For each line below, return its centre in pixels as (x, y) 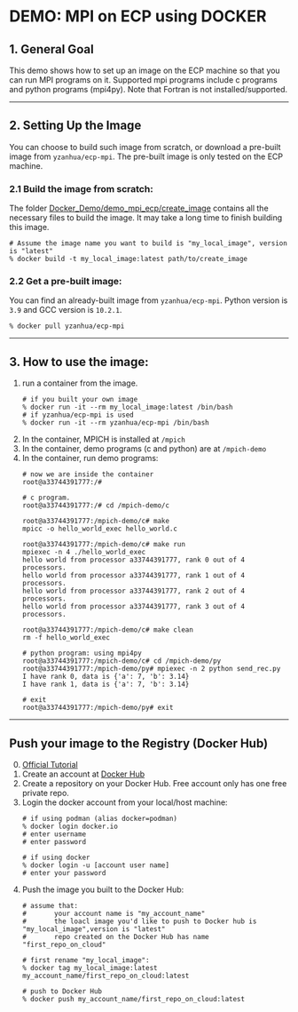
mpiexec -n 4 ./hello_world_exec (84, 553)
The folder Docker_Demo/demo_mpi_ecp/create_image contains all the (139, 208)
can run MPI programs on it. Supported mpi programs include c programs (143, 80)
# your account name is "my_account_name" (114, 914)
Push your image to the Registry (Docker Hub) (139, 743)
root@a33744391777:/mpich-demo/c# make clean (107, 630)
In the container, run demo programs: (90, 458)
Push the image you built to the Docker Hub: (103, 889)
